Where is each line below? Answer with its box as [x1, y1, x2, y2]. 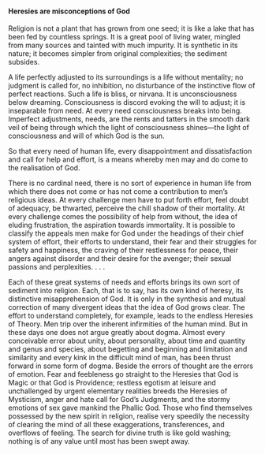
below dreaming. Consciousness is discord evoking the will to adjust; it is [8, 98, 246, 107]
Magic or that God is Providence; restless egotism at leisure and [8, 378, 216, 388]
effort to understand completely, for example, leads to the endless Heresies [8, 311, 254, 321]
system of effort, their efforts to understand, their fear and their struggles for [8, 237, 257, 247]
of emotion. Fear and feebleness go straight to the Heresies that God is [8, 370, 239, 379]
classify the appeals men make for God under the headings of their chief [8, 229, 244, 238]
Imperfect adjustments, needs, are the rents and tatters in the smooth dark [8, 114, 251, 124]
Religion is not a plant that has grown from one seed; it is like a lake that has [8, 24, 255, 33]
